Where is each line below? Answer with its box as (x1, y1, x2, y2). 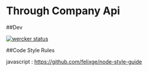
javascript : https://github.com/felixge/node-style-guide (6, 58, 142, 65)
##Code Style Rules (6, 46, 55, 54)
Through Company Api (6, 4, 120, 18)
